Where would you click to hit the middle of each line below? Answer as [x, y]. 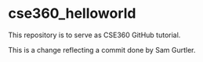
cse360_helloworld [72, 14]
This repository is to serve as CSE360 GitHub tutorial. [94, 35]
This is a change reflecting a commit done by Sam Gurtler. [102, 50]
